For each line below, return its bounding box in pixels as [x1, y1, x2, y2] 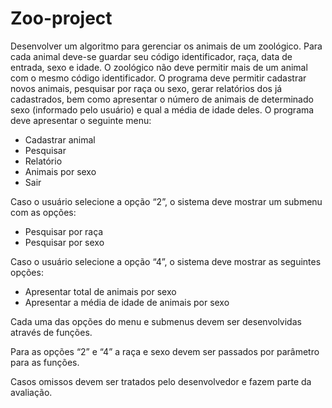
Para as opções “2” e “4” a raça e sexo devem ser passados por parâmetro [10, 345, 320, 357]
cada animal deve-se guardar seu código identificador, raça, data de [10, 50, 293, 62]
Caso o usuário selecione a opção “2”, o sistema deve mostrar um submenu [10, 195, 323, 207]
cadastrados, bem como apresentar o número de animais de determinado [10, 93, 314, 105]
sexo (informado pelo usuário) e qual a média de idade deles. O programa [10, 103, 315, 116]
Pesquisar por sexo [24, 236, 105, 248]
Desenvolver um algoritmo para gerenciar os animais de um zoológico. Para [10, 40, 323, 52]
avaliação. [10, 386, 53, 398]
